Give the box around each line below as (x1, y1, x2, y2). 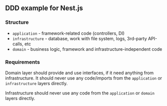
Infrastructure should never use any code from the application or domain (5, 90, 155, 96)
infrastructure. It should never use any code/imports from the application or (5, 75, 163, 81)
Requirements (5, 58, 40, 65)
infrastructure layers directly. (5, 80, 68, 86)
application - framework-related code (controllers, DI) (12, 30, 125, 36)
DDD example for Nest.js (5, 4, 83, 12)
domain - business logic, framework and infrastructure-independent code (12, 46, 163, 52)
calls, (12, 41, 23, 47)
